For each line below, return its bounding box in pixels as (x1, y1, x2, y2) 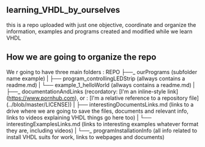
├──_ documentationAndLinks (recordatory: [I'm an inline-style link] (6, 88, 179, 95)
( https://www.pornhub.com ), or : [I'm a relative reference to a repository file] (6, 94, 199, 102)
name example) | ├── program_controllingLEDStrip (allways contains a (6, 75, 185, 82)
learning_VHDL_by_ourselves (6, 5, 121, 15)
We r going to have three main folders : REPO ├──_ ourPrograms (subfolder (6, 68, 198, 75)
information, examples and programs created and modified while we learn (6, 28, 193, 35)
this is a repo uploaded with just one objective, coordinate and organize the (6, 21, 196, 28)
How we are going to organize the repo (6, 52, 157, 62)
